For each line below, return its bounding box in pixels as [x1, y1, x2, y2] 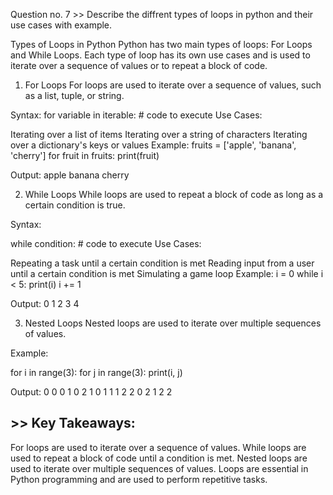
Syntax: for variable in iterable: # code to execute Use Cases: [10, 109, 263, 121]
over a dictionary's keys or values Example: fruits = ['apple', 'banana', [10, 139, 297, 151]
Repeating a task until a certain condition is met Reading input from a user [10, 257, 315, 269]
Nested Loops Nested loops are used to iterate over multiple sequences [24, 317, 322, 329]
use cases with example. [10, 19, 113, 31]
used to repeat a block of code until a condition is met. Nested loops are [10, 452, 308, 464]
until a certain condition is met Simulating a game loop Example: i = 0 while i [10, 268, 324, 279]
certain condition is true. [24, 199, 126, 211]
